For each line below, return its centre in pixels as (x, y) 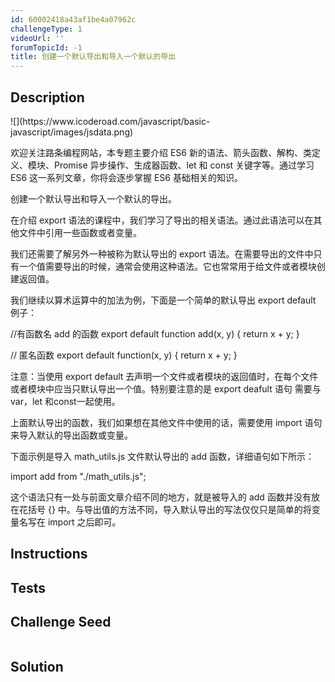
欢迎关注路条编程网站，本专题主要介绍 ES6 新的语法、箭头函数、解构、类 (161, 152)
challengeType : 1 (46, 29)
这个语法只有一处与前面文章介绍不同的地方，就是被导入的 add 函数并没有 (161, 497)
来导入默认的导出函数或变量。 (71, 435)
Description (47, 97)
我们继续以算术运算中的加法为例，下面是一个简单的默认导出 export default (163, 300)
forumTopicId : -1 (46, 47)
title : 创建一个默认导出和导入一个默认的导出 (93, 57)
